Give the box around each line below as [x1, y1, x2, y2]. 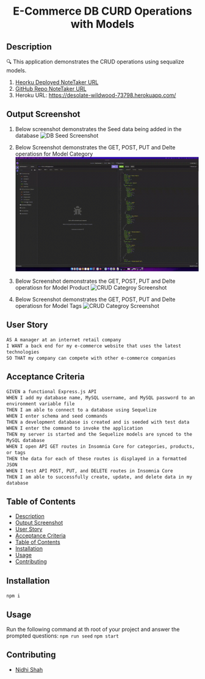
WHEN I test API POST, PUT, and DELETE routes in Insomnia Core [6, 467, 173, 474]
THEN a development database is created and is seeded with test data [6, 419, 190, 425]
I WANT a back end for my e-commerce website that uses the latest [6, 343, 182, 349]
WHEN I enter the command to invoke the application [6, 425, 143, 431]
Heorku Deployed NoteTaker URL [15, 79, 99, 86]
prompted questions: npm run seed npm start [6, 632, 119, 639]
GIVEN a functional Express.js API [6, 388, 97, 394]
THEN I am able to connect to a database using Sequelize [6, 407, 157, 413]
